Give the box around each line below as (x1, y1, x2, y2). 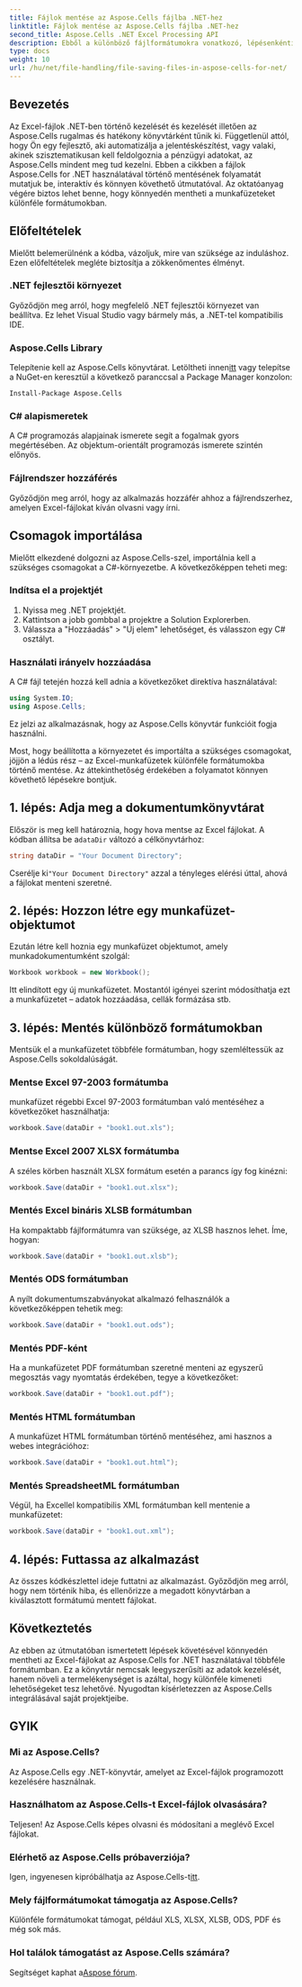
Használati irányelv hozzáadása (9, 655, 152, 668)
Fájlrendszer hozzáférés (9, 472, 118, 485)
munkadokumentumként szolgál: (9, 951, 130, 962)
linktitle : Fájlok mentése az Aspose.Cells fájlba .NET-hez (9, 22, 240, 31)
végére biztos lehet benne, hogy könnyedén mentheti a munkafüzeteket (9, 187, 276, 198)
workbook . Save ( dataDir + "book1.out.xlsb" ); (9, 1252, 179, 1261)
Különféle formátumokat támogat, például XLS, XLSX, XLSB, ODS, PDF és (9, 1914, 281, 1925)
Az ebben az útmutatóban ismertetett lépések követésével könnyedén (9, 1645, 268, 1655)
